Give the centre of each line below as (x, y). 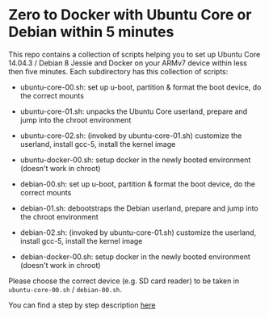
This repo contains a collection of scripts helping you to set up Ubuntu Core (134, 54)
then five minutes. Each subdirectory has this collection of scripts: (118, 71)
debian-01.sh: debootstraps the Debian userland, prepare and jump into (139, 208)
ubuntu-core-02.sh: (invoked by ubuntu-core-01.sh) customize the (131, 136)
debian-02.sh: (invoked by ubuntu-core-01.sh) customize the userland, (138, 232)
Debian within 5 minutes (91, 32)
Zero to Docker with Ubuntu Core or (130, 15)
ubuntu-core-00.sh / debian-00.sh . (65, 289)
